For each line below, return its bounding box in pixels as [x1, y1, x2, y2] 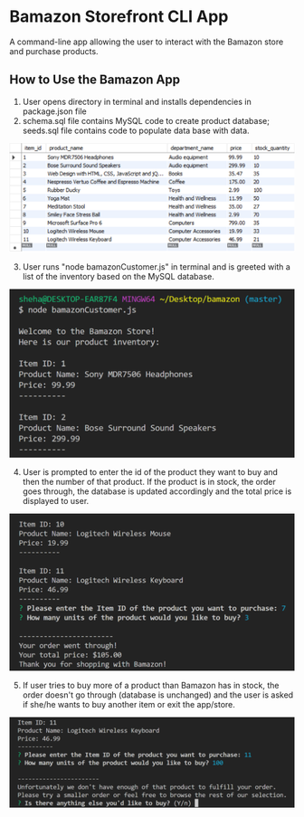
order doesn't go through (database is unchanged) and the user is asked [22, 689, 294, 700]
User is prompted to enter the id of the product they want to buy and [22, 466, 279, 477]
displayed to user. [22, 495, 90, 506]
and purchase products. [9, 45, 99, 56]
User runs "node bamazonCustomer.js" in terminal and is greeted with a [22, 261, 291, 272]
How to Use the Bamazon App [9, 72, 181, 88]
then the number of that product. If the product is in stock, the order [22, 476, 276, 487]
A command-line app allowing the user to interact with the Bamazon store [9, 36, 284, 47]
